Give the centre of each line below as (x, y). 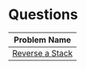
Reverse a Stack (43, 53)
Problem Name (43, 40)
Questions (43, 15)
